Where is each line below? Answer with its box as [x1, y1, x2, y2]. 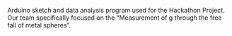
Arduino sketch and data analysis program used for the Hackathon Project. [7, 6, 225, 14]
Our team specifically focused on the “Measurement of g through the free [7, 13, 222, 22]
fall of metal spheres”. [7, 21, 71, 29]
